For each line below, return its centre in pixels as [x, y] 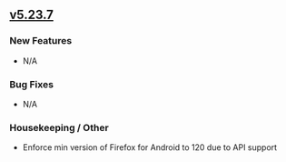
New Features [41, 41]
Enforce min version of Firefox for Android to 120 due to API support [150, 147]
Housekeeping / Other [59, 127]
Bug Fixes [32, 84]
